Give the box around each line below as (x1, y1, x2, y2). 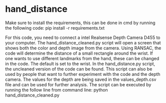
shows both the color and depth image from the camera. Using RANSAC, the (5, 45, 162, 51)
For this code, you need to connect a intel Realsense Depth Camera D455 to (5, 34, 161, 40)
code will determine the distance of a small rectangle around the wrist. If (5, 50, 153, 56)
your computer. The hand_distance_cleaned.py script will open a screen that (5, 39, 161, 45)
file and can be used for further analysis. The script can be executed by (5, 81, 152, 87)
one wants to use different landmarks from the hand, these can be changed (5, 55, 160, 61)
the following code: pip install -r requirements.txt (5, 25, 105, 31)
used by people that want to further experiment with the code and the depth (5, 71, 161, 77)
